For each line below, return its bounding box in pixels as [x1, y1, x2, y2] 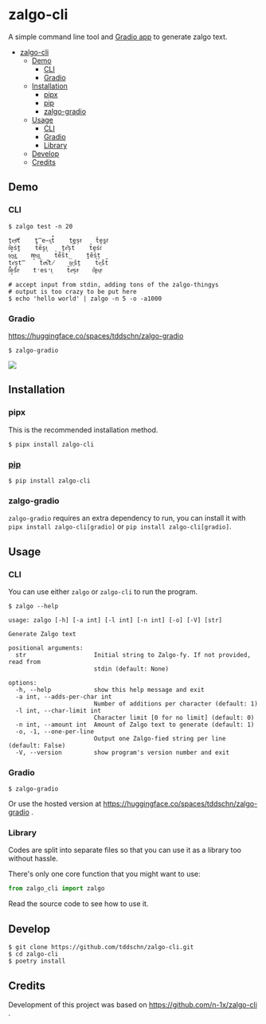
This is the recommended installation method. [8, 424, 158, 435]
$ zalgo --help [8, 602, 59, 610]
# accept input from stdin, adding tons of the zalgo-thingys [8, 280, 219, 288]
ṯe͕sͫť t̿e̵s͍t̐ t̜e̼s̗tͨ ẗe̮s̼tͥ [8, 236, 109, 244]
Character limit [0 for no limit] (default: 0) [93, 713, 255, 721]
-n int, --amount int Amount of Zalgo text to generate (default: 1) [15, 721, 255, 729]
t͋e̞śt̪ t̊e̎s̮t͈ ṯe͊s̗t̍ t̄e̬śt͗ [8, 244, 102, 252]
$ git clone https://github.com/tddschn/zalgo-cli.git [8, 944, 194, 952]
